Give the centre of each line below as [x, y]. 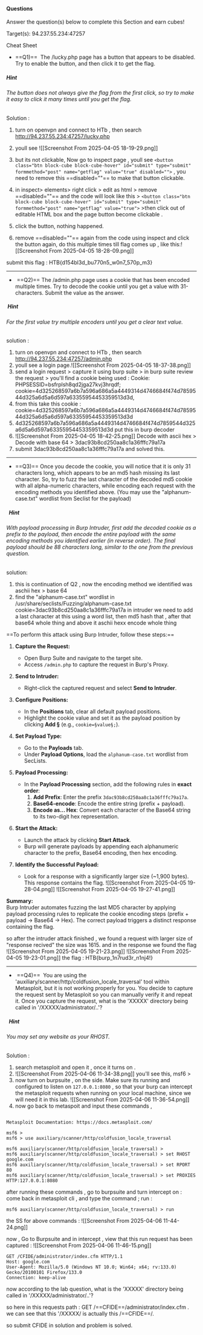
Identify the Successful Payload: [57, 865]
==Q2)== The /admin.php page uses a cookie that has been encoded [103, 279]
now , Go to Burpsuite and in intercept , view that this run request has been [100, 1239]
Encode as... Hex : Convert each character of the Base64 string [112, 810]
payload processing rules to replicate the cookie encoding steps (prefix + [98, 914]
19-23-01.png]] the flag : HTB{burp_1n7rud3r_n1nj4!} [88, 957]
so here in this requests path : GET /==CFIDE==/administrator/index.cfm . [98, 1307]
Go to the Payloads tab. [53, 748]
